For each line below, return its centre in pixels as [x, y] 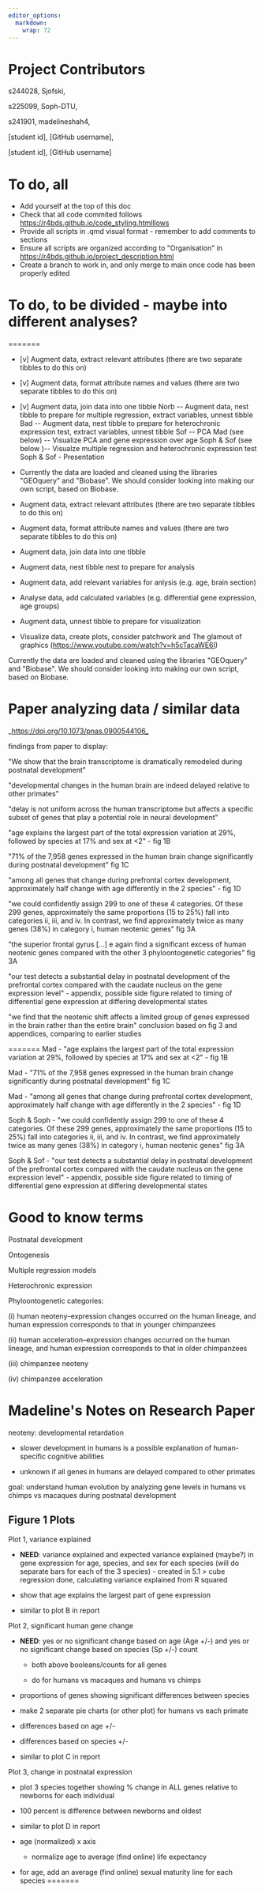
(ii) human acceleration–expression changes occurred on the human [119, 1340]
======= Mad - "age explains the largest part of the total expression [121, 1049]
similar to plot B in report [60, 1610]
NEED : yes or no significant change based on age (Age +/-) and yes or [134, 1641]
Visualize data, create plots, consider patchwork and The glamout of [131, 637]
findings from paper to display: [58, 747]
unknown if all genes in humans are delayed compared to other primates [137, 1471]
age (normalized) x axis [58, 1841]
